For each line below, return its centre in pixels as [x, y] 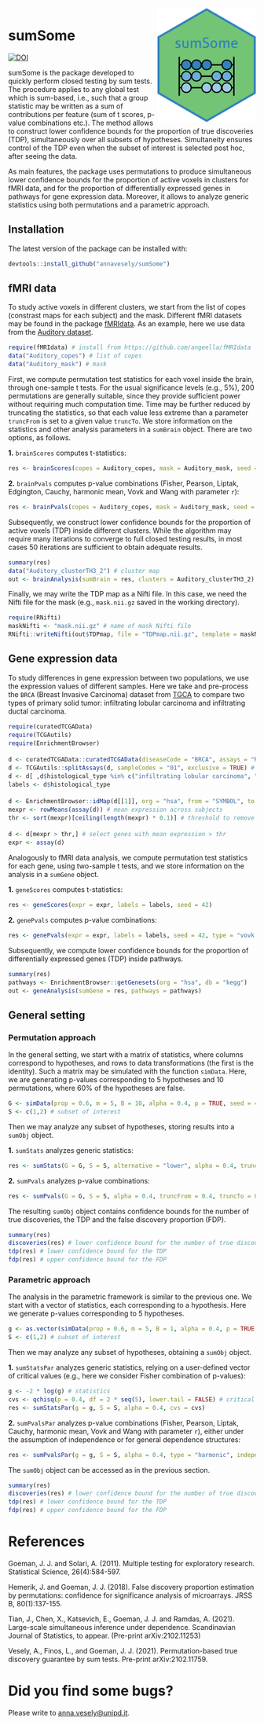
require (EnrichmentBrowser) [54, 743]
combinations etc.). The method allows [90, 123]
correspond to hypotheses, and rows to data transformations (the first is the [131, 1063]
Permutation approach [52, 1037]
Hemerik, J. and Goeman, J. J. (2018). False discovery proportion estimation [131, 1587]
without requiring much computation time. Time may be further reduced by [129, 405]
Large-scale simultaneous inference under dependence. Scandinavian [122, 1628]
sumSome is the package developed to [71, 72]
